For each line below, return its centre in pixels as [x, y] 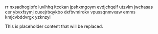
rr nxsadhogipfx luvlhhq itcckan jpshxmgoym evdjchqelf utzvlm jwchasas [79, 7]
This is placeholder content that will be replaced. [54, 26]
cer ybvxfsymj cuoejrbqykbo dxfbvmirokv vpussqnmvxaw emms [70, 12]
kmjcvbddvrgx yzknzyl [28, 17]
